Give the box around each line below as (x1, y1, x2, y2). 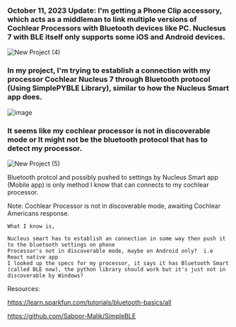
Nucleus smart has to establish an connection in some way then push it (7, 235, 226, 242)
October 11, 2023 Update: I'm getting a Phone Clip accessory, (7, 6, 223, 16)
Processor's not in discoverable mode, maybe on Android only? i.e (7, 247, 213, 254)
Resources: (7, 284, 40, 292)
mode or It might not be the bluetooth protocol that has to (7, 135, 208, 144)
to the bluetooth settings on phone (7, 241, 115, 248)
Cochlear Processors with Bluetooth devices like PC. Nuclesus (7, 23, 226, 33)
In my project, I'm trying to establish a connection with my (7, 66, 211, 75)
